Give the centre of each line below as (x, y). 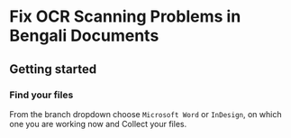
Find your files (41, 95)
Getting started (53, 69)
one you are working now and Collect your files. (98, 124)
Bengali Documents (84, 36)
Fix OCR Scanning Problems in (125, 17)
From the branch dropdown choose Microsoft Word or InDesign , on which (145, 114)
